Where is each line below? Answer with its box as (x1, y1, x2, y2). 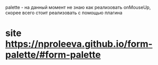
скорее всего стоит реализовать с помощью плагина (5, 10, 123, 16)
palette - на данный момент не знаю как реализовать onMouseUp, (5, 5, 151, 10)
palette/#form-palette (5, 49, 101, 60)
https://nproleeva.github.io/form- (5, 38, 153, 50)
